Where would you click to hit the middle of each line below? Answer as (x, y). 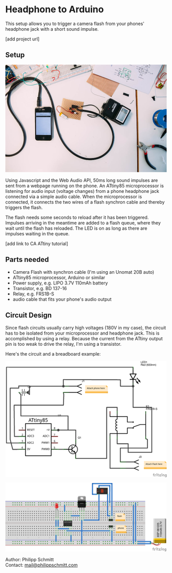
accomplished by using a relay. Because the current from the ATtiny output (84, 338)
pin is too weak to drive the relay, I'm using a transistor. (63, 344)
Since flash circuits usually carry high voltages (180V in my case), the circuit (86, 327)
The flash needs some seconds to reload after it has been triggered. (77, 217)
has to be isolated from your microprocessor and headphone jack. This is (82, 333)
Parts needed (27, 260)
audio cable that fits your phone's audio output (62, 299)
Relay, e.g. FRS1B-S (34, 294)
